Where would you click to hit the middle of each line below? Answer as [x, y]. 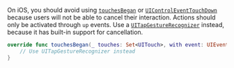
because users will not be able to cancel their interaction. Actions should [111, 17]
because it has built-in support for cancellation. [75, 32]
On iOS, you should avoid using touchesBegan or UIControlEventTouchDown [112, 10]
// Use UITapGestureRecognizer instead [78, 51]
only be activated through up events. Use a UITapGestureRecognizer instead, [116, 25]
